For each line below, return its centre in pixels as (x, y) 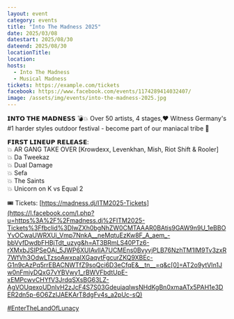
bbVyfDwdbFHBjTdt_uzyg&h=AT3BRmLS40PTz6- (78, 243)
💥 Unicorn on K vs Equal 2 (45, 188)
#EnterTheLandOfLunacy (43, 308)
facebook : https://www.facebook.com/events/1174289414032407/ (99, 91)
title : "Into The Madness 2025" (54, 27)
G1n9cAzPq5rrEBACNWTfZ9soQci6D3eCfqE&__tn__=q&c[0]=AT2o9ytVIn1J (115, 265)
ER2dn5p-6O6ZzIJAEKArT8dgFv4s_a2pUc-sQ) (75, 295)
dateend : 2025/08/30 (37, 46)
